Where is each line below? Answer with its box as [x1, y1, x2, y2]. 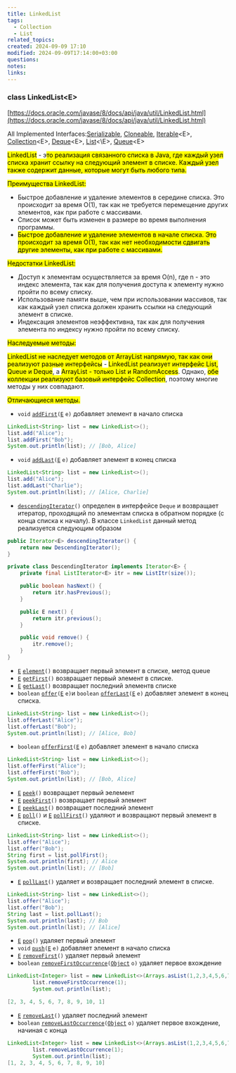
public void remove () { [20, 634, 90, 641]
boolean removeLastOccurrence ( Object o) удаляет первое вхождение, [17, 1018, 221, 1027]
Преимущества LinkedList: [7, 179, 86, 187]
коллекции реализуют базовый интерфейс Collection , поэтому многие [7, 375, 218, 383]
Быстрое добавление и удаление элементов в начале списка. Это [17, 230, 217, 239]
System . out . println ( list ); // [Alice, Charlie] [7, 489, 150, 496]
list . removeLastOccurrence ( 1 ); [32, 1046, 124, 1053]
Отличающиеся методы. [7, 396, 81, 404]
